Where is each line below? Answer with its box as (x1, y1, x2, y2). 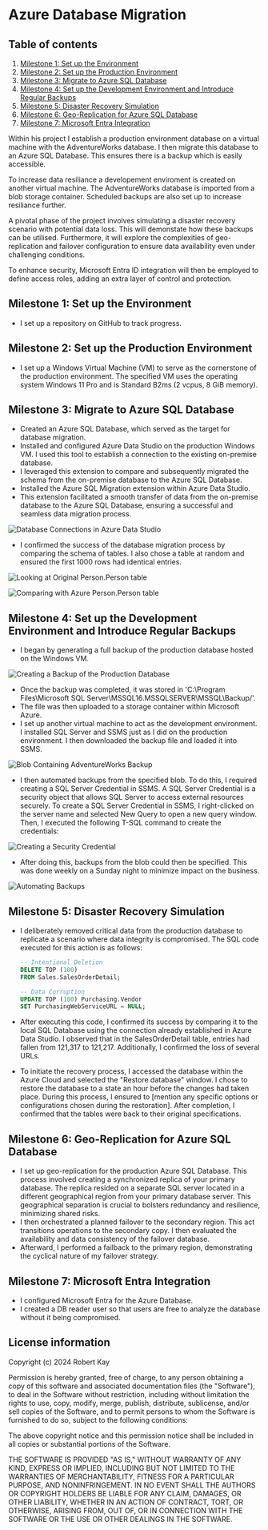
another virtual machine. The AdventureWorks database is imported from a (8, 183, 255, 193)
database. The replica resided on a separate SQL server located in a (19, 1183, 246, 1193)
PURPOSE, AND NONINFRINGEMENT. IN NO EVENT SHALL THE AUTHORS (8, 1480, 256, 1490)
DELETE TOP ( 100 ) (19, 966, 78, 974)
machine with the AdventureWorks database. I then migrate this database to (8, 143, 258, 151)
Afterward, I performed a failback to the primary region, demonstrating (19, 1243, 254, 1252)
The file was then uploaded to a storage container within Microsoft (19, 702, 240, 712)
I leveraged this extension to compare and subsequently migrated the (19, 467, 250, 476)
